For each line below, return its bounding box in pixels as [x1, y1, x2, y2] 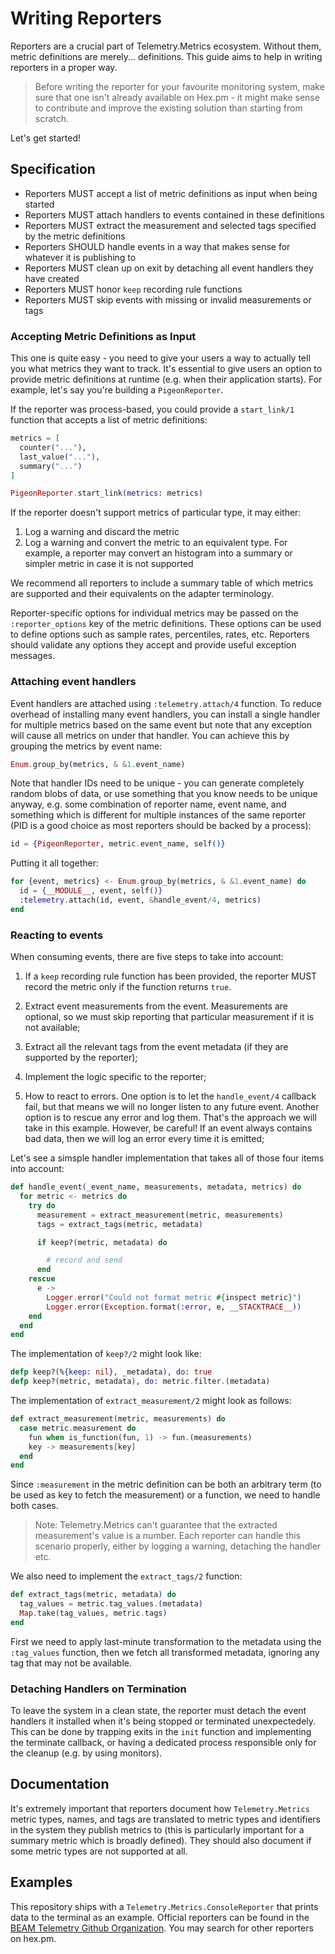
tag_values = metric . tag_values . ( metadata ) [19, 1599, 203, 1609]
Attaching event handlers [10, 675, 137, 689]
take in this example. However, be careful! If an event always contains [24, 1122, 313, 1134]
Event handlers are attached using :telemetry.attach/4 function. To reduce [10, 697, 322, 709]
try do [28, 1200, 56, 1211]
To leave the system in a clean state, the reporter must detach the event [10, 1705, 307, 1717]
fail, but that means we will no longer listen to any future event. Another [24, 1101, 320, 1113]
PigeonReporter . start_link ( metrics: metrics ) [10, 488, 203, 499]
